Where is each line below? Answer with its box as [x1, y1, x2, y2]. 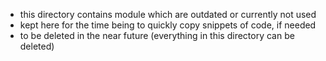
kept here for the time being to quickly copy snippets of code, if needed [19, 19, 317, 31]
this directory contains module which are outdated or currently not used [19, 9, 317, 20]
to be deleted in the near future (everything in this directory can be [19, 30, 295, 41]
